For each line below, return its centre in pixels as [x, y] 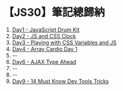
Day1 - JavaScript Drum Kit [46, 29]
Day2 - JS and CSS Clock [44, 36]
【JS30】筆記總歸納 [54, 12]
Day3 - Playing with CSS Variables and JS [64, 42]
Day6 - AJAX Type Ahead [44, 62]
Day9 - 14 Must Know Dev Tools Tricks [60, 81]
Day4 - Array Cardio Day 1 [45, 49]
